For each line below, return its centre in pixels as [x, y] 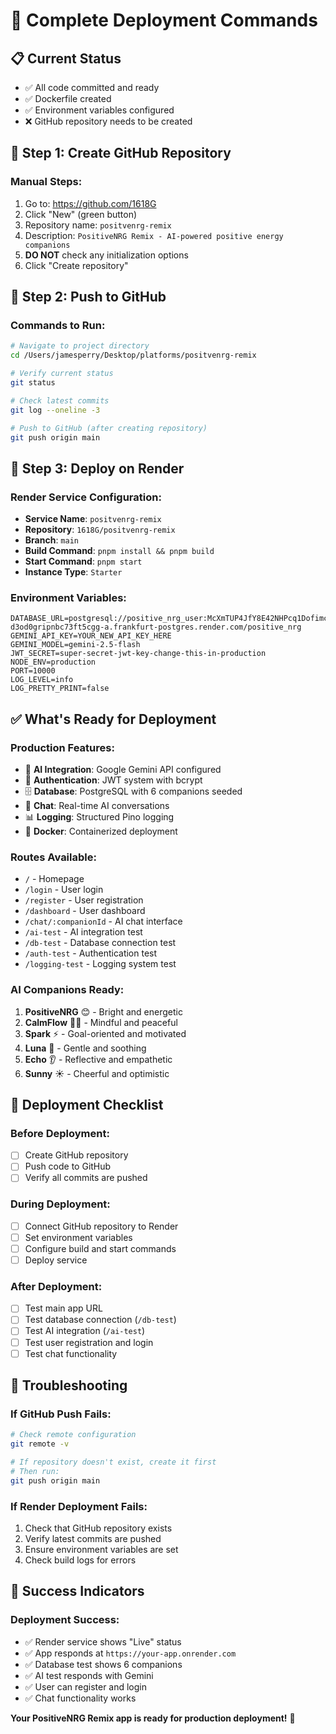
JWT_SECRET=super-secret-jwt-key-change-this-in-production [138, 654]
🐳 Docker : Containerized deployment [101, 831]
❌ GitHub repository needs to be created [108, 121]
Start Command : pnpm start [83, 561]
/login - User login [64, 890]
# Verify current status [62, 374]
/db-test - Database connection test [100, 943]
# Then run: [35, 1471]
